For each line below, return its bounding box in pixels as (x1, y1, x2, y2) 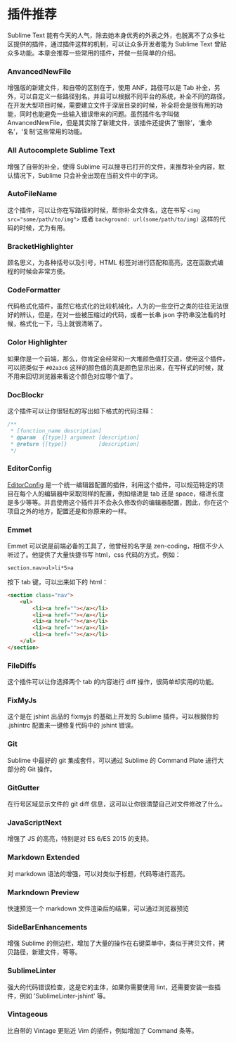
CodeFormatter (7, 285, 61, 295)
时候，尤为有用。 (19, 223, 69, 232)
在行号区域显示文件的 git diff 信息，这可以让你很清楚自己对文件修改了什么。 (7, 799, 227, 809)
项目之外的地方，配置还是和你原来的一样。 (7, 507, 131, 515)
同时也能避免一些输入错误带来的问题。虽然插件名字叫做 (19, 110, 180, 118)
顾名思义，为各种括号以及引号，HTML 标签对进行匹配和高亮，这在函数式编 (7, 258, 223, 267)
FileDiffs (7, 660, 37, 670)
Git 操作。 (27, 764, 56, 773)
